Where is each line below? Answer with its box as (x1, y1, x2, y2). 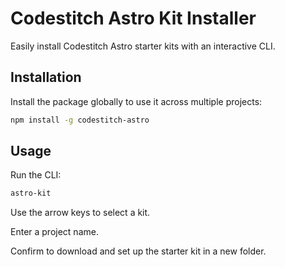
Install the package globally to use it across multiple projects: (10, 95, 263, 107)
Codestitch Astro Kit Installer (10, 7, 257, 30)
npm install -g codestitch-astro (10, 115, 150, 125)
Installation (10, 69, 82, 86)
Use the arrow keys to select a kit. (10, 207, 151, 219)
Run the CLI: (10, 169, 62, 181)
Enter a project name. (10, 226, 99, 238)
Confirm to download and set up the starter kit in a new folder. (10, 245, 267, 257)
